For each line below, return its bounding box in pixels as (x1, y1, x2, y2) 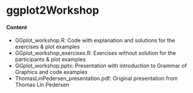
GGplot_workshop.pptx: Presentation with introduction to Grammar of (14, 62, 188, 69)
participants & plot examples (14, 56, 86, 63)
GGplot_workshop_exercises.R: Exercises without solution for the (14, 49, 176, 57)
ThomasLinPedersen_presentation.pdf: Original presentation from (14, 75, 178, 82)
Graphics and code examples (14, 69, 88, 76)
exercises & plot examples (14, 43, 80, 51)
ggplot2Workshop (6, 4, 99, 17)
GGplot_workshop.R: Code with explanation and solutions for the (14, 37, 176, 44)
